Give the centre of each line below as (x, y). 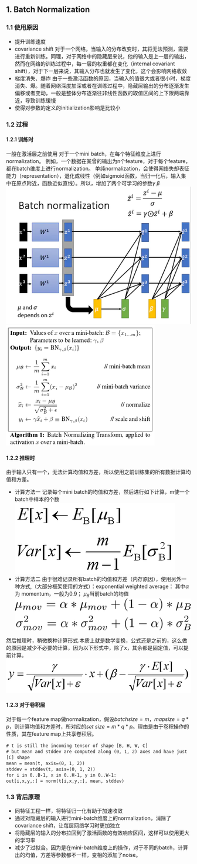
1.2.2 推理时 (21, 458)
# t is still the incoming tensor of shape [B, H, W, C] (77, 746)
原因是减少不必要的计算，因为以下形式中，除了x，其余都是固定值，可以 (97, 648)
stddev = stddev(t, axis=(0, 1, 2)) (51, 770)
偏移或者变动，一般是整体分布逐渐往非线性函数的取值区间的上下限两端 (99, 93)
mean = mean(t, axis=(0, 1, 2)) (45, 764)
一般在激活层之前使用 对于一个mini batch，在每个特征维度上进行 (84, 154)
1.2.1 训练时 (20, 139)
